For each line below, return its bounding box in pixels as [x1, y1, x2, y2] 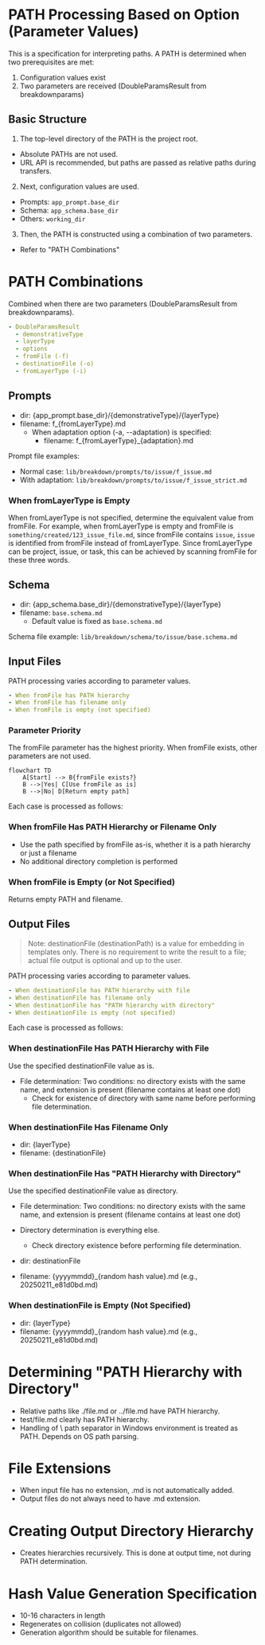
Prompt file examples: [8, 451, 80, 461]
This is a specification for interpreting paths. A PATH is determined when [8, 49, 247, 58]
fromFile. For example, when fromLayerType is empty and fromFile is [8, 521, 234, 531]
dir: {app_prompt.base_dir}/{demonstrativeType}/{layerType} [19, 410, 220, 419]
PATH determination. [19, 1557, 88, 1566]
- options [15, 345, 48, 353]
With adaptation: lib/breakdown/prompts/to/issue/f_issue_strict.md [19, 475, 247, 485]
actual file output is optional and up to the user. [27, 955, 183, 965]
